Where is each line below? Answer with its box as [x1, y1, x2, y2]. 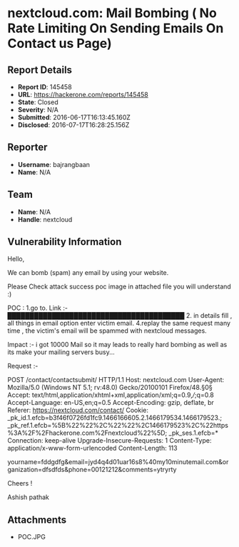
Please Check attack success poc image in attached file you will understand [7, 282, 232, 291]
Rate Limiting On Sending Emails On [7, 20, 224, 36]
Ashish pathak [7, 493, 50, 501]
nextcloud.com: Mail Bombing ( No [7, 5, 218, 21]
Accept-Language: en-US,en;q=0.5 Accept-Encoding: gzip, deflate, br [7, 398, 214, 407]
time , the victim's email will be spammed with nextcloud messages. [7, 326, 207, 335]
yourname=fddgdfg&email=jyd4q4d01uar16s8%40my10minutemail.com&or [7, 458, 229, 466]
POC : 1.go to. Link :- [7, 303, 68, 312]
